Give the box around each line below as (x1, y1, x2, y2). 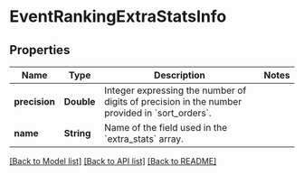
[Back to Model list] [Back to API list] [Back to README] (9, 156, 217, 166)
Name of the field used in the (103, 122, 228, 134)
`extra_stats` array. (103, 133, 184, 145)
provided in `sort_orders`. (103, 106, 212, 119)
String (63, 127, 91, 139)
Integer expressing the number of (103, 84, 247, 97)
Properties (9, 42, 71, 58)
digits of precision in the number (103, 96, 242, 107)
